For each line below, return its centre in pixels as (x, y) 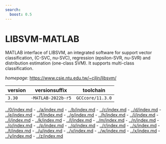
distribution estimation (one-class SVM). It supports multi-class (70, 63)
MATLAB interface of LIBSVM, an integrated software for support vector (79, 53)
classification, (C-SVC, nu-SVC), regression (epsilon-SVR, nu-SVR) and (78, 58)
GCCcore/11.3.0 (94, 98)
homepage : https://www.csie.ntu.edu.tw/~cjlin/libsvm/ (61, 78)
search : (13, 10)
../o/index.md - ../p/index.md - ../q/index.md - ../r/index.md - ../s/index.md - (83, 126)
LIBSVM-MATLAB (42, 39)
